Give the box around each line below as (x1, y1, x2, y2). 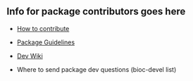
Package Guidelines (16, 38, 75, 46)
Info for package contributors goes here (6, 6, 186, 18)
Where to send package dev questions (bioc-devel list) (16, 65, 177, 73)
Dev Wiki (16, 51, 43, 60)
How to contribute (16, 24, 70, 32)
